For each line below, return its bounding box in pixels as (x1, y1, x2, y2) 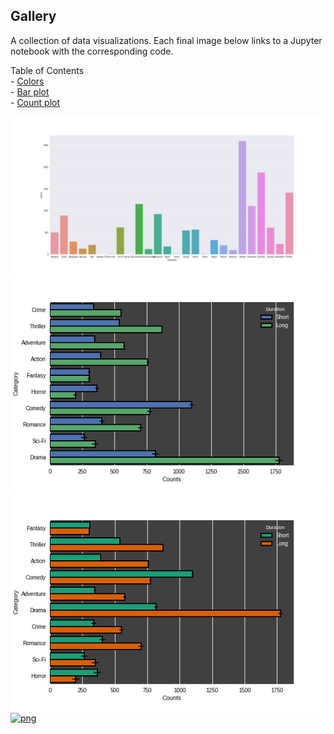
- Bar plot (10, 85, 50, 98)
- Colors (10, 75, 45, 87)
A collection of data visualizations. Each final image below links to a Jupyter (10, 34, 323, 46)
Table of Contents (10, 64, 85, 76)
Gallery (10, 8, 57, 25)
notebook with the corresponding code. (10, 45, 174, 57)
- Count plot (10, 96, 61, 108)
